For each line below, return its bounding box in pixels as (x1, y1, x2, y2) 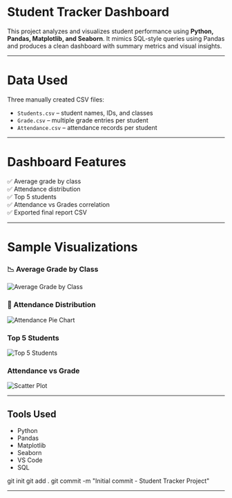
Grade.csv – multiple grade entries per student (17, 116, 148, 124)
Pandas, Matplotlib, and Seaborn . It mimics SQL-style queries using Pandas (7, 34, 225, 42)
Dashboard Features (7, 154, 126, 170)
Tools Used (7, 408, 57, 420)
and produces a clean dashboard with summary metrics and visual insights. (7, 41, 222, 50)
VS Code (17, 456, 43, 464)
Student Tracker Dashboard (7, 4, 170, 20)
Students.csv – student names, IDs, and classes (17, 109, 153, 117)
